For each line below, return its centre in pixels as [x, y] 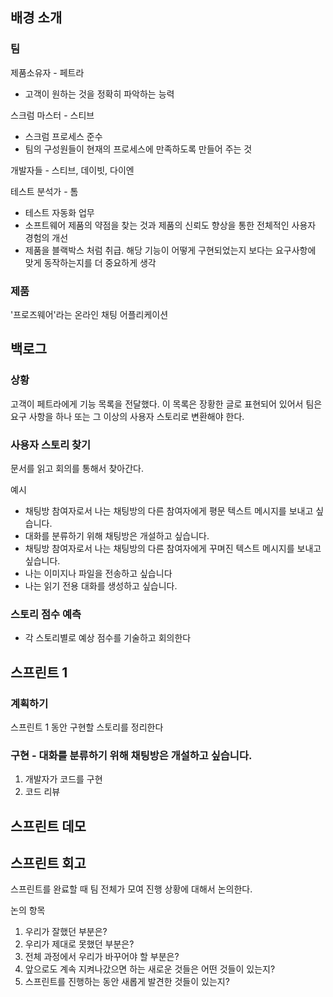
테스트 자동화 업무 [59, 212]
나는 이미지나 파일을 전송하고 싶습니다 [98, 573]
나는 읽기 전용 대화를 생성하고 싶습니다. [101, 585]
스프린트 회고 [48, 863]
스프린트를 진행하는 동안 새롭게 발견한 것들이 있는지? [127, 982]
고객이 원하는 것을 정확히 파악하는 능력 [99, 94]
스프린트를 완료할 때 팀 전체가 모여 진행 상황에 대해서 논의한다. [131, 889]
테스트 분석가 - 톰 [44, 191]
